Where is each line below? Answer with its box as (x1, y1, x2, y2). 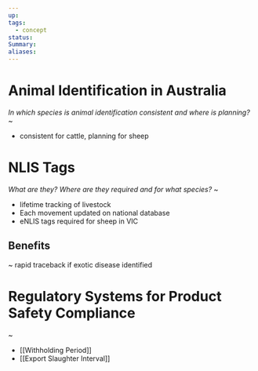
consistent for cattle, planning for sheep (19, 131, 149, 140)
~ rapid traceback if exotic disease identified (8, 260, 153, 269)
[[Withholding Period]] (19, 345, 92, 355)
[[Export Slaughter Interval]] (19, 354, 111, 363)
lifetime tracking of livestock (19, 199, 111, 209)
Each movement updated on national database (19, 208, 170, 217)
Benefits (8, 239, 51, 253)
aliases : (8, 48, 37, 56)
